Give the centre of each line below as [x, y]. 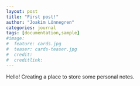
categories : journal [31, 28]
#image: [16, 38]
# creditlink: [25, 60]
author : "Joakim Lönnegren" [40, 22]
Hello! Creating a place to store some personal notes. [70, 77]
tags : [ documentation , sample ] [43, 33]
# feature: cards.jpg [34, 44]
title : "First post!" [33, 17]
